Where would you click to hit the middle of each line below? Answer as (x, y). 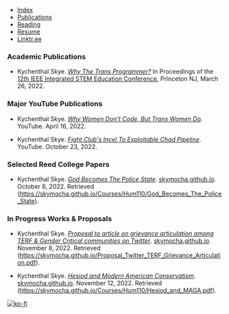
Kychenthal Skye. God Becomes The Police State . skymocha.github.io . (117, 179)
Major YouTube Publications (55, 104)
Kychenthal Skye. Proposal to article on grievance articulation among (115, 234)
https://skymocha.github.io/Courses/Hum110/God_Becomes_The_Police (121, 194)
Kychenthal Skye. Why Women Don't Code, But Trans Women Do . (110, 118)
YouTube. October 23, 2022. (57, 146)
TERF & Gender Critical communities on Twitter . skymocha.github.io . (114, 241)
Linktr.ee (29, 39)
